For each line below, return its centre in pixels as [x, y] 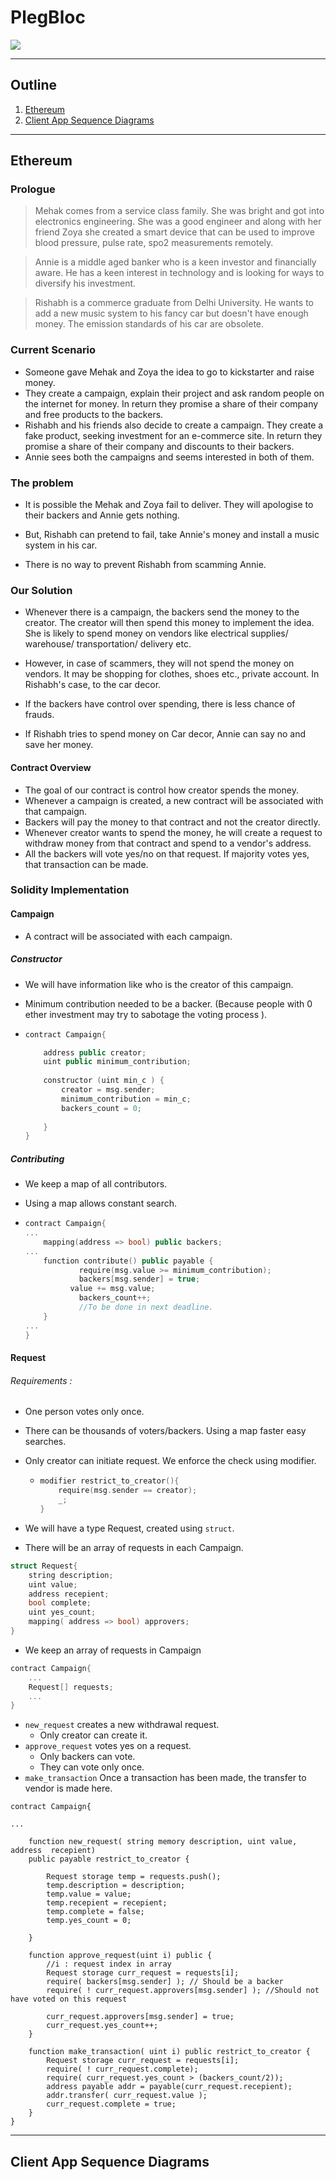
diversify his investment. [85, 283]
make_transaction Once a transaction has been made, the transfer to [165, 1778]
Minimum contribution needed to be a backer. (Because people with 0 [168, 1003]
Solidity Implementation [70, 890]
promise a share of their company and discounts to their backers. [159, 446]
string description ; [71, 1575]
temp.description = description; [116, 1886]
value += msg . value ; [112, 1289]
